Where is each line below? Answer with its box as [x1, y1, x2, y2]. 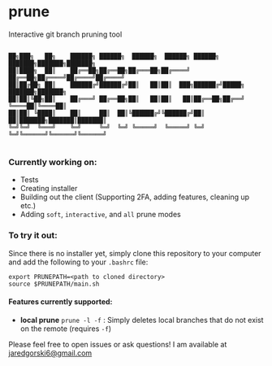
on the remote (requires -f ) [19, 324, 112, 333]
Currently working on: [8, 156, 97, 168]
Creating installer [19, 184, 78, 194]
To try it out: [8, 230, 58, 242]
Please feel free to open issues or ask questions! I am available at [8, 339, 227, 349]
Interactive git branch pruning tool [8, 29, 123, 39]
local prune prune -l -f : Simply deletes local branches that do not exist [19, 315, 264, 325]
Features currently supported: [8, 297, 113, 307]
